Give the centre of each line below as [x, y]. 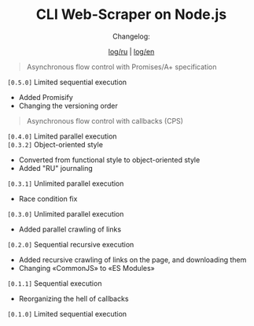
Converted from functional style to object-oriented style [109, 160]
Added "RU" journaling [56, 168]
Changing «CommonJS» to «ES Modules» [87, 268]
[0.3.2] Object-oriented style [55, 144]
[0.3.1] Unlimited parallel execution [66, 183]
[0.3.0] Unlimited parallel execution [66, 213]
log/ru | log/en [131, 51]
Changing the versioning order [68, 106]
